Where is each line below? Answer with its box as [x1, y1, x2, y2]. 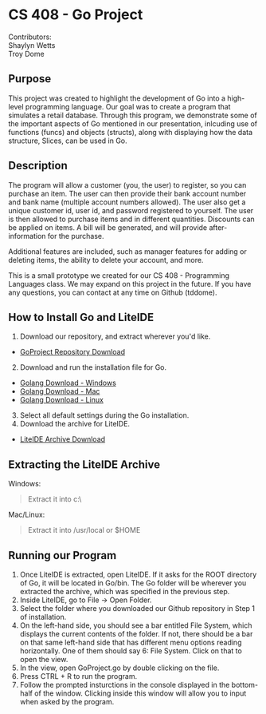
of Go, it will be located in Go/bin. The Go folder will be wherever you [19, 578, 247, 588]
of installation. [19, 613, 67, 621]
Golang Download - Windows [19, 378, 117, 388]
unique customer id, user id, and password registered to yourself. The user [8, 205, 254, 215]
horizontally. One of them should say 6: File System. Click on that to [19, 646, 243, 656]
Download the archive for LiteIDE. [19, 419, 130, 429]
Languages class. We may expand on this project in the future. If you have [8, 279, 252, 288]
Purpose [8, 72, 52, 85]
